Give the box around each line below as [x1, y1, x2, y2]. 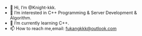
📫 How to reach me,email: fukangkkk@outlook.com [9, 26, 117, 31]
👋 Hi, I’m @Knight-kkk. [9, 5, 56, 10]
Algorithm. [9, 15, 31, 20]
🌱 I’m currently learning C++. [9, 20, 70, 26]
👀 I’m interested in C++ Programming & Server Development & [9, 10, 138, 16]
